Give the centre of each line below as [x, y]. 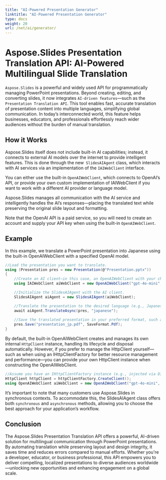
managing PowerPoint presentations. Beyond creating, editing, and [73, 93]
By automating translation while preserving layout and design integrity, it [79, 447]
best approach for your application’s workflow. [52, 409]
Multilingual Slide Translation [66, 74]
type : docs [16, 19]
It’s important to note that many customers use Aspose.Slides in [70, 393]
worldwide [147, 463]
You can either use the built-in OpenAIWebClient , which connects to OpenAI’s [83, 177]
